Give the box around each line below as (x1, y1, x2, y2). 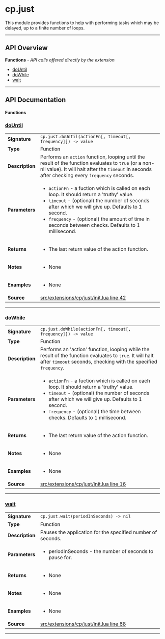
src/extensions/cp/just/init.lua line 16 (40, 481, 126, 487)
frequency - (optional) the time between (48, 408, 141, 415)
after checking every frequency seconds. (40, 172, 134, 179)
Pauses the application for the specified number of (40, 529, 157, 536)
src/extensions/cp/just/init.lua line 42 (40, 294, 126, 301)
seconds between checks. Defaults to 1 (48, 222, 140, 229)
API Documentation (5, 96, 66, 104)
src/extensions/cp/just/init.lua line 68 (40, 620, 126, 627)
